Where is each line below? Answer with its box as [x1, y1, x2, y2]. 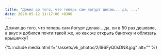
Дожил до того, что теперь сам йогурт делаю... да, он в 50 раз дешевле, [5, 25, 156, 30]
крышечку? [5, 35, 29, 41]
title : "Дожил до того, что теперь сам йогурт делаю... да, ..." [5, 7, 140, 12]
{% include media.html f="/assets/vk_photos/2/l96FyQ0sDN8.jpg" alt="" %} [5, 44, 158, 50]
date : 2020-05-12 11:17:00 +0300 [5, 12, 73, 16]
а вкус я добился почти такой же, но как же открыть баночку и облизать [5, 30, 157, 36]
